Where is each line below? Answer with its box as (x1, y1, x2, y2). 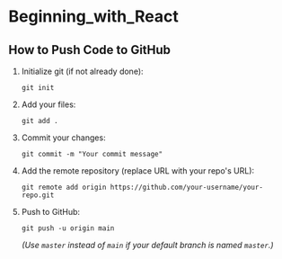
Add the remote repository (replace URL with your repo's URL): (21, 165, 255, 176)
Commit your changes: (21, 132, 106, 143)
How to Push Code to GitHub (8, 42, 172, 58)
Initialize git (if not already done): (21, 66, 145, 76)
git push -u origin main (21, 224, 115, 233)
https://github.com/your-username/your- (110, 183, 264, 192)
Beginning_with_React (8, 6, 179, 27)
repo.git (21, 191, 55, 200)
